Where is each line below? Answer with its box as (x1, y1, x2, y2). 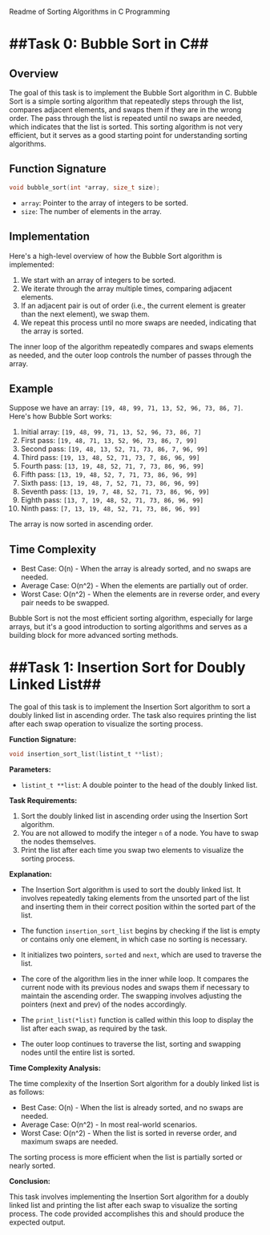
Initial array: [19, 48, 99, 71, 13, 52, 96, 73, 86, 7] (20, 427, 202, 437)
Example (9, 381, 54, 395)
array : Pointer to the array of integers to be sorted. (20, 198, 189, 208)
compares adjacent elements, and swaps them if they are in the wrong (9, 105, 242, 115)
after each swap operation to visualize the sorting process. (9, 719, 204, 728)
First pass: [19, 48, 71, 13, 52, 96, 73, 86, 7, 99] (20, 436, 198, 446)
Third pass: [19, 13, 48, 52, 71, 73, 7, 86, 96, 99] (20, 453, 200, 462)
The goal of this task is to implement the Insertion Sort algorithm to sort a (9, 702, 251, 712)
